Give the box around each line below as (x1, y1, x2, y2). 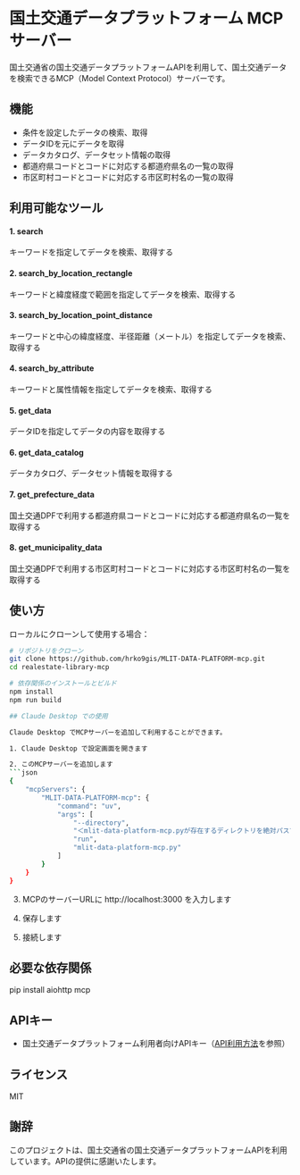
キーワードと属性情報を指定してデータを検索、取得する (9, 383, 212, 394)
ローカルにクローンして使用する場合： (9, 628, 150, 639)
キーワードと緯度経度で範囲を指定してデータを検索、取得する (9, 289, 237, 299)
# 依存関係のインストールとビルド (9, 679, 118, 688)
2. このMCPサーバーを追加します (9, 760, 113, 769)
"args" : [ (56, 810, 94, 818)
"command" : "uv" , (56, 802, 122, 810)
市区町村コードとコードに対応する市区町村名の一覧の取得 (21, 172, 234, 182)
